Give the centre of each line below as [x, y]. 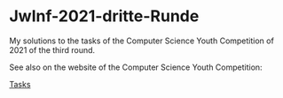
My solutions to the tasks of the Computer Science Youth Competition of [142, 41]
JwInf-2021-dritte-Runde [104, 16]
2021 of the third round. [52, 49]
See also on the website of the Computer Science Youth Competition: [136, 67]
